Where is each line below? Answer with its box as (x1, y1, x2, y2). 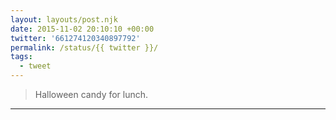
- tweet (19, 61, 52, 71)
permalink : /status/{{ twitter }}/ (10, 42, 159, 53)
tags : (10, 52, 33, 62)
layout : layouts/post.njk (10, 14, 118, 25)
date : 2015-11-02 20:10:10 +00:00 (10, 24, 155, 34)
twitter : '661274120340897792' (10, 33, 141, 43)
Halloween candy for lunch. (34, 89, 149, 100)
